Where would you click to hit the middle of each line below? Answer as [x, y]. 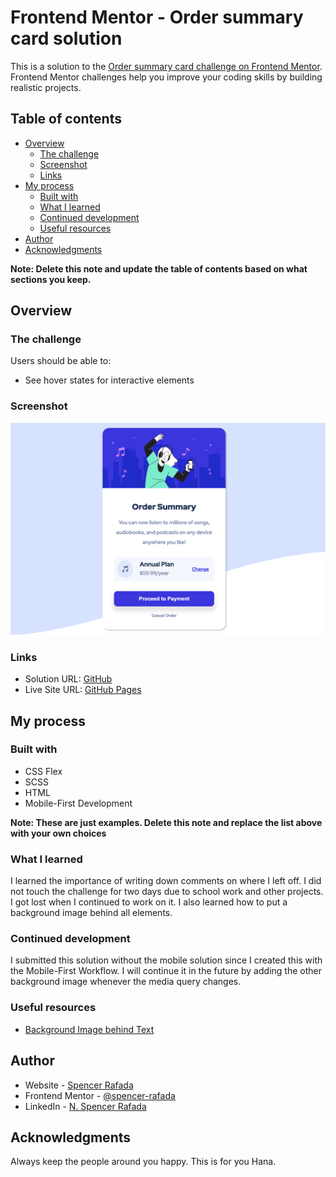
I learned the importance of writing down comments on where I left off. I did [166, 881]
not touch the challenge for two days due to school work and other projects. [167, 892]
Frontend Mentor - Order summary [157, 17]
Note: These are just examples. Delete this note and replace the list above [166, 822]
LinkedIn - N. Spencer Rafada [85, 1106]
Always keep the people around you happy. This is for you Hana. [143, 1162]
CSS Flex [43, 771]
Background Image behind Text [89, 1029]
